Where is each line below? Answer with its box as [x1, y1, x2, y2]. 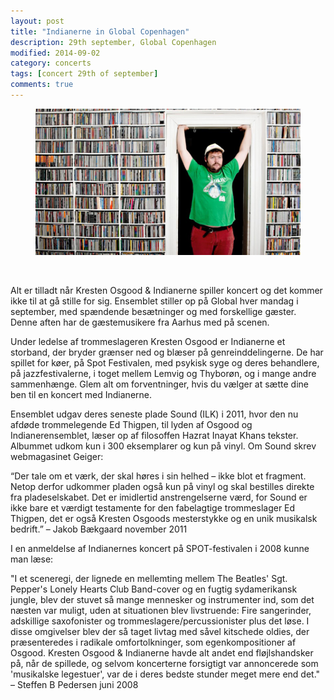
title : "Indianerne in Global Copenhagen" [10, 26, 190, 37]
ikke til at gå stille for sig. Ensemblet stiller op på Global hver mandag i [10, 295, 299, 307]
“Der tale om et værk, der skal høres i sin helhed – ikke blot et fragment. [10, 470, 307, 482]
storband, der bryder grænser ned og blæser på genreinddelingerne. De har [10, 346, 324, 359]
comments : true [10, 80, 74, 90]
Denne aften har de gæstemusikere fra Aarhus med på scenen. [10, 316, 270, 329]
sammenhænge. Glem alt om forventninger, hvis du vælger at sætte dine [10, 378, 309, 390]
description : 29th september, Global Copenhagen [10, 37, 217, 47]
